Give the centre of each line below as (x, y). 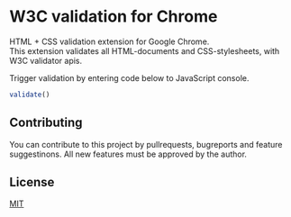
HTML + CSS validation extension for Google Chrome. (109, 41)
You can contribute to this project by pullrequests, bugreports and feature (146, 144)
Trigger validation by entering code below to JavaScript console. (129, 77)
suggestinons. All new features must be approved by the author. (128, 154)
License (32, 182)
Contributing (46, 123)
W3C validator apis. (46, 60)
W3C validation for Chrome (114, 17)
